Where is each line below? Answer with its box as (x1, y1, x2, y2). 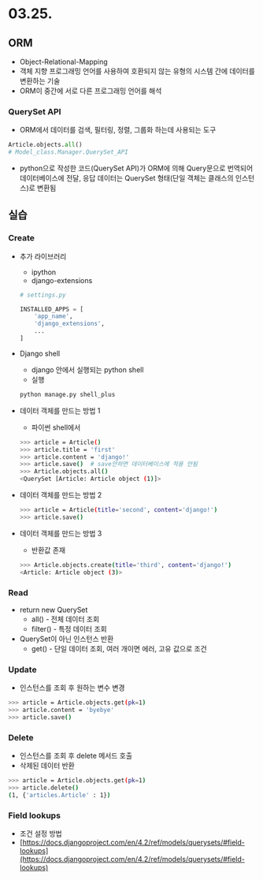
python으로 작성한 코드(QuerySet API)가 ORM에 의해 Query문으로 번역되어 (19, 163, 254, 173)
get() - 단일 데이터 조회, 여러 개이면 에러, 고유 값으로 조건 (31, 643, 207, 653)
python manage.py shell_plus (19, 390, 116, 398)
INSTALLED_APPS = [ (19, 305, 84, 313)
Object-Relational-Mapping (19, 57, 108, 66)
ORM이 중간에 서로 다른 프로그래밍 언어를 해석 (19, 86, 162, 95)
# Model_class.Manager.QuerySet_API (8, 148, 128, 156)
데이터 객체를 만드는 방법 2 (19, 490, 102, 500)
